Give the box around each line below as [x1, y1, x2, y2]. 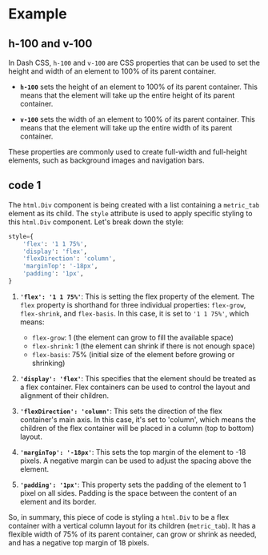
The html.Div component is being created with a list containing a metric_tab [8, 199, 260, 209]
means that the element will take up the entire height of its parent [19, 90, 235, 100]
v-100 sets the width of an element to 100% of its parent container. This [19, 115, 256, 124]
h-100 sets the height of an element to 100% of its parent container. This [19, 82, 258, 91]
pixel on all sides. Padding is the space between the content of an [19, 488, 238, 497]
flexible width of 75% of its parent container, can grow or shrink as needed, [8, 529, 258, 539]
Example [8, 5, 67, 23]
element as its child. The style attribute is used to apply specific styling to [8, 208, 253, 218]
